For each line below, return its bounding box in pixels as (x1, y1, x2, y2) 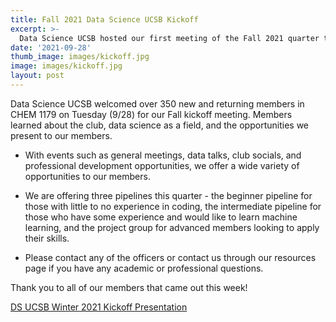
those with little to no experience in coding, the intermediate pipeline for (24, 200, 322, 212)
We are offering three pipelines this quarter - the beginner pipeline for (24, 189, 313, 201)
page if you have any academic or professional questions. (24, 262, 264, 274)
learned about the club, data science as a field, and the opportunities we (10, 119, 309, 131)
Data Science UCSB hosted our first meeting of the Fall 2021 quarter (19, 33, 320, 43)
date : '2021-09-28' (10, 42, 92, 53)
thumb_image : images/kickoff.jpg (10, 52, 150, 62)
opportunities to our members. (24, 170, 151, 182)
